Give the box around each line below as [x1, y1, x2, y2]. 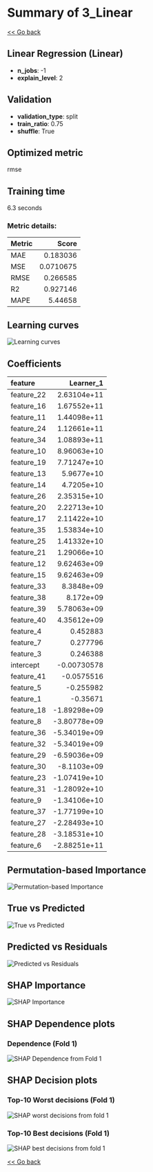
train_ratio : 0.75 [17, 119, 63, 128]
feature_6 [10, 841, 42, 850]
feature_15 [10, 570, 46, 580]
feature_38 [10, 593, 46, 602]
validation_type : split [17, 112, 78, 121]
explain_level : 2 [17, 73, 63, 82]
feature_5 [10, 683, 42, 692]
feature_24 [10, 424, 46, 434]
